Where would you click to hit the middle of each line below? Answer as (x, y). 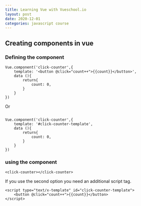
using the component (31, 162)
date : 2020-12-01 (23, 19)
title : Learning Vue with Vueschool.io (46, 10)
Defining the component (35, 57)
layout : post (18, 14)
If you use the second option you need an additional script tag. (68, 181)
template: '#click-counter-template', (53, 124)
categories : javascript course (37, 23)
